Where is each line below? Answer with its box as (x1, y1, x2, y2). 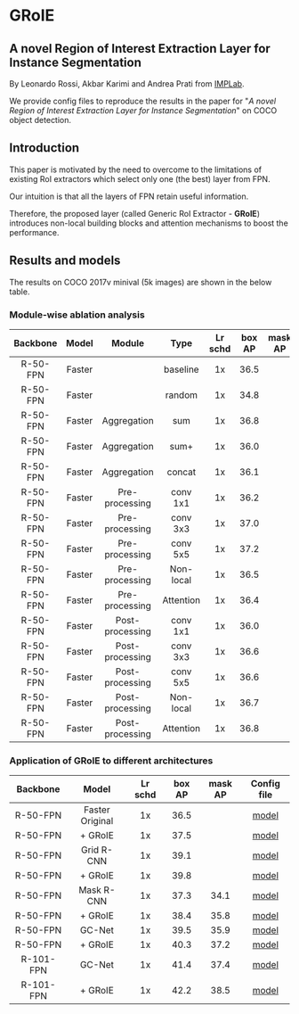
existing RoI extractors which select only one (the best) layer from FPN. (9, 173, 271, 184)
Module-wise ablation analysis (9, 309, 145, 321)
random (165, 389, 198, 401)
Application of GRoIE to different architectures (9, 754, 214, 767)
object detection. (9, 115, 72, 125)
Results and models (9, 253, 121, 268)
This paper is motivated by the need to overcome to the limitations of (9, 164, 263, 175)
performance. (9, 227, 60, 237)
